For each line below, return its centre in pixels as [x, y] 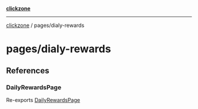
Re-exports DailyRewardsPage [43, 100]
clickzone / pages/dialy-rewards [45, 25]
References [28, 71]
